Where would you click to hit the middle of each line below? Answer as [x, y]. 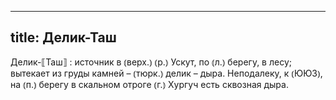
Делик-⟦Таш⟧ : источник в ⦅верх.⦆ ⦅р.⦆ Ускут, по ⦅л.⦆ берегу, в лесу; [151, 62]
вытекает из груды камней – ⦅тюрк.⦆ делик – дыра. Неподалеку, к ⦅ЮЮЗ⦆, [166, 73]
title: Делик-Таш [63, 37]
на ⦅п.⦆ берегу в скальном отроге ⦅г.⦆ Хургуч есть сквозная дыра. [149, 84]
